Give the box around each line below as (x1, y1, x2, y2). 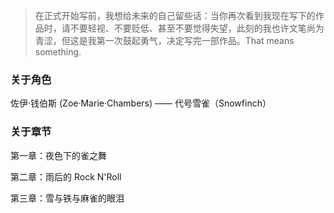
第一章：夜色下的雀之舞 (10, 149, 107, 161)
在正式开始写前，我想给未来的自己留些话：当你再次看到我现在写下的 (34, 10, 316, 21)
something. (34, 46, 82, 58)
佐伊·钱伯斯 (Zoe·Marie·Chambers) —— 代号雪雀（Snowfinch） (10, 97, 272, 109)
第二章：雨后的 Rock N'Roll (10, 170, 122, 183)
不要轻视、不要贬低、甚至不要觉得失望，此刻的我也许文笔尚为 (69, 22, 325, 34)
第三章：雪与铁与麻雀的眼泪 (10, 192, 125, 204)
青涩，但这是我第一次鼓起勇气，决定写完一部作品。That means (34, 35, 295, 46)
